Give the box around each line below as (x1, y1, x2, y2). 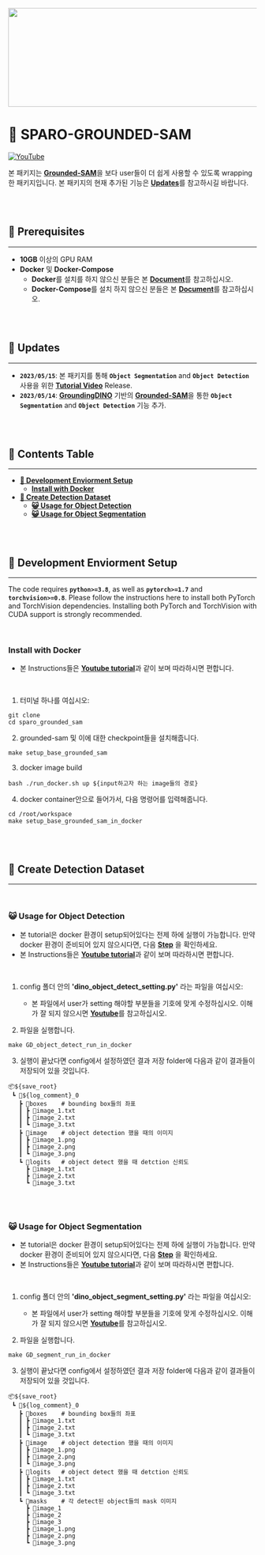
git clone (8, 712, 41, 720)
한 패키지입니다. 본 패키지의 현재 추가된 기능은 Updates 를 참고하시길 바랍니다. (8, 178, 249, 187)
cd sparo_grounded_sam (8, 718, 83, 727)
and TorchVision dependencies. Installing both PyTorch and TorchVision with (8, 601, 257, 611)
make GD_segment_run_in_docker (8, 1351, 111, 1359)
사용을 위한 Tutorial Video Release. (19, 380, 132, 390)
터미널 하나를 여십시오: (19, 696, 90, 706)
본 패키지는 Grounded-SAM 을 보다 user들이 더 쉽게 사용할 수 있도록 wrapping (8, 168, 252, 177)
